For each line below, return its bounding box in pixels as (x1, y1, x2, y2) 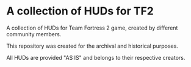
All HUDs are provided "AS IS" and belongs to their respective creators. (6, 54, 186, 61)
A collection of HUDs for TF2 (6, 4, 154, 18)
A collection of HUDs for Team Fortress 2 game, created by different (6, 24, 178, 31)
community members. (6, 30, 62, 37)
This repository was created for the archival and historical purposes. (6, 42, 178, 49)
